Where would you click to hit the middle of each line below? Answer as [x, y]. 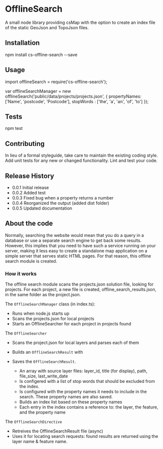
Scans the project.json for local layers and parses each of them [76, 343]
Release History [30, 176]
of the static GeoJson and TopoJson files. [47, 27]
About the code [29, 224]
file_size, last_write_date [44, 376]
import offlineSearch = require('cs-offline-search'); [56, 82]
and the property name [42, 413]
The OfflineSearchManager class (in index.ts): [50, 304]
